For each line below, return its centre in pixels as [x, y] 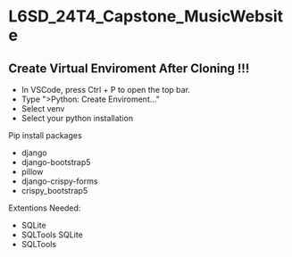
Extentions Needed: [45, 208]
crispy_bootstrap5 [54, 191]
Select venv [43, 108]
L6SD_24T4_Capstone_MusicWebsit [146, 17]
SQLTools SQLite [52, 235]
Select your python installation [77, 118]
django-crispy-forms [59, 181]
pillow [32, 172]
